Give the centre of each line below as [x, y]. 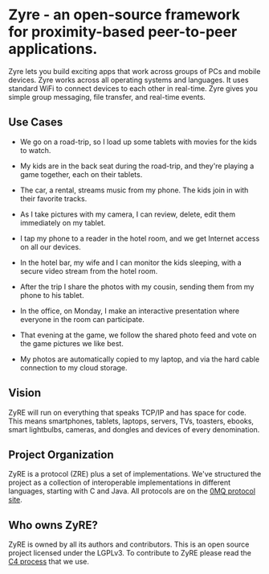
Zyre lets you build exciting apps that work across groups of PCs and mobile [134, 71]
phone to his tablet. [52, 295]
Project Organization [61, 454]
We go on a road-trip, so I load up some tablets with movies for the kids [138, 142]
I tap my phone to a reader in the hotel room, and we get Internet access [140, 238]
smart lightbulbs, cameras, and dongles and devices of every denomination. [134, 429]
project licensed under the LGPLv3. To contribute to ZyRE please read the [130, 553]
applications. [53, 49]
